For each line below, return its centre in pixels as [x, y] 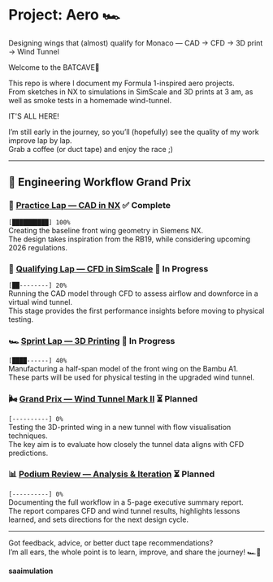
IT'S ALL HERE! [34, 116]
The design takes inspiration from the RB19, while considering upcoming [129, 239]
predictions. [28, 453]
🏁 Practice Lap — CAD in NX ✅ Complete [89, 206]
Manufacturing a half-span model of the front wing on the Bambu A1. [123, 369]
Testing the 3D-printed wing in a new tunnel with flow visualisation [120, 427]
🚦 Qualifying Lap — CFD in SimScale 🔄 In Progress [108, 268]
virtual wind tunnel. [41, 302]
